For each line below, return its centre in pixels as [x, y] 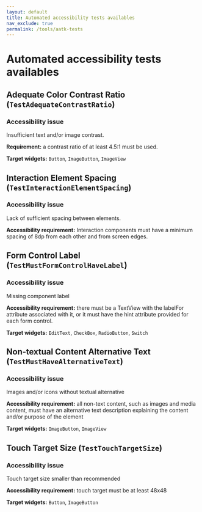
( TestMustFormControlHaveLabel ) [67, 265]
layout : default [27, 12]
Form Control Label [43, 256]
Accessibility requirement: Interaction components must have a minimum [100, 230]
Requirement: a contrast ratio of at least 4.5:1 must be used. [82, 147]
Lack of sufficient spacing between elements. [63, 218]
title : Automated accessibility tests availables [71, 18]
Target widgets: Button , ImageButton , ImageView [66, 159]
